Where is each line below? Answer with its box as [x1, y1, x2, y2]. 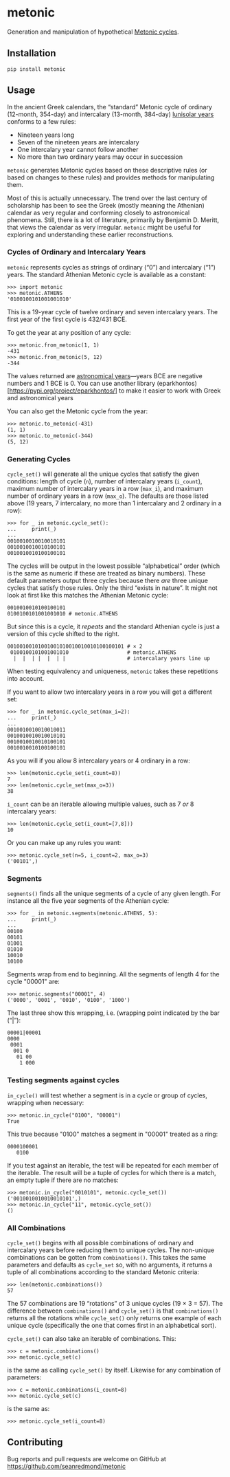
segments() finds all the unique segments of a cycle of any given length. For [7, 889, 221, 898]
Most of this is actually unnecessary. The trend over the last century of [7, 194, 207, 202]
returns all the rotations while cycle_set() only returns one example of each [7, 1314, 222, 1322]
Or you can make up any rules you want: [7, 839, 122, 847]
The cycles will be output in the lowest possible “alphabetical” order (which [7, 562, 220, 570]
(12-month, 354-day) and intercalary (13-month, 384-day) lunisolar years [7, 110, 214, 118]
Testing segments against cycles [7, 1075, 120, 1085]
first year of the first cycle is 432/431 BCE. [7, 315, 127, 323]
